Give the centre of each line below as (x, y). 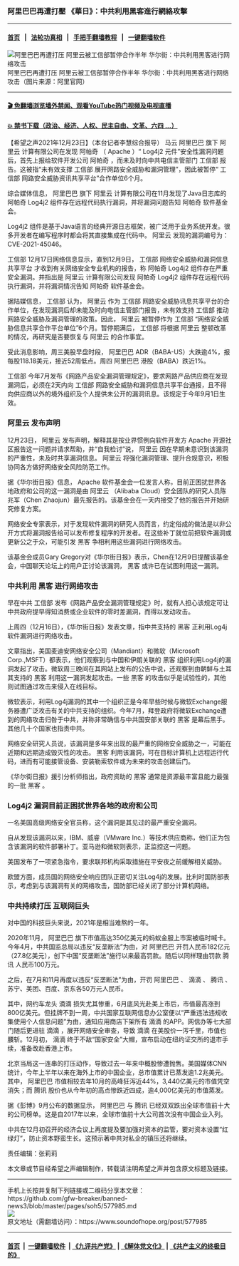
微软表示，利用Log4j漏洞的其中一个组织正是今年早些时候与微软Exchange (115, 701)
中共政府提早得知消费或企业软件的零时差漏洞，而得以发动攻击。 (101, 612)
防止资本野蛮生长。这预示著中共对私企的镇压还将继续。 (110, 1138)
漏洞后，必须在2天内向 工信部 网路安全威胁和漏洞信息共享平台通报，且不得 (117, 385)
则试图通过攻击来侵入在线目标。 (54, 686)
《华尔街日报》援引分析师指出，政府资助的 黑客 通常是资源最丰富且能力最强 (118, 776)
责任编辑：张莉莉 (32, 1153)
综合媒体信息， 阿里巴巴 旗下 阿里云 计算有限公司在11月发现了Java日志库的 (117, 193)
